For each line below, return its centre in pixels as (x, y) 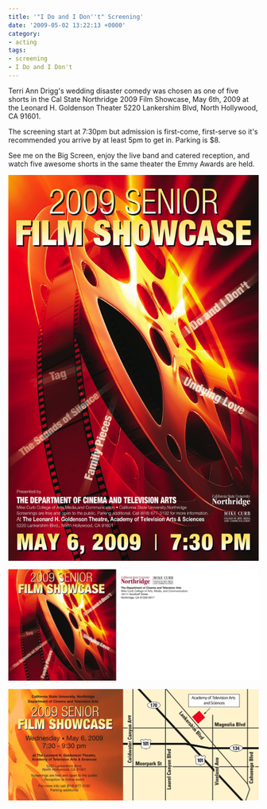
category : (25, 33)
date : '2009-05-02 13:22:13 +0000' (67, 25)
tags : (17, 51)
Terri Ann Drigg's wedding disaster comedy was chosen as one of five (124, 91)
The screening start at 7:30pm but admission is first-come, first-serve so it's (133, 131)
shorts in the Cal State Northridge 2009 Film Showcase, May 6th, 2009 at (128, 99)
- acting (23, 42)
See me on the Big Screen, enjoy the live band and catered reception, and (129, 155)
